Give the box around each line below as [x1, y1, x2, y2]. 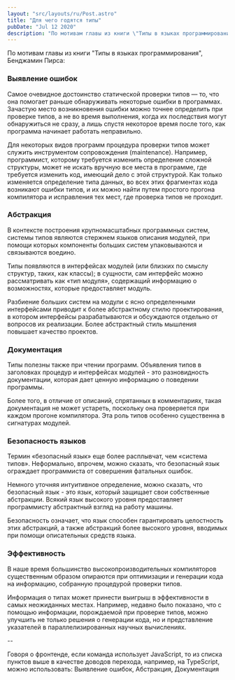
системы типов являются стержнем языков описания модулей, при [7, 233, 211, 241]
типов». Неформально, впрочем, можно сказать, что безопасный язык [7, 460, 220, 468]
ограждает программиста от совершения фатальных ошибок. [7, 467, 194, 476]
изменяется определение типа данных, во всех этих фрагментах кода [7, 178, 218, 186]
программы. [7, 383, 44, 392]
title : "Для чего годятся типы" [7, 17, 101, 24]
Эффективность [7, 548, 66, 558]
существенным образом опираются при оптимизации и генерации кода [7, 572, 224, 581]
